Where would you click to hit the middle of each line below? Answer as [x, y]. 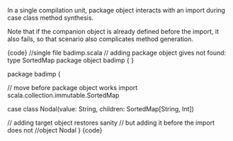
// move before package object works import [73, 88]
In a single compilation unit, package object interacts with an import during [116, 10]
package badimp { [34, 74]
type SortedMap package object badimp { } [71, 60]
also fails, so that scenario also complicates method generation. [100, 39]
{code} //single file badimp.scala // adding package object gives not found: [117, 53]
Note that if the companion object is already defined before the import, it [113, 32]
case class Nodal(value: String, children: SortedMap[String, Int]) [101, 109]
